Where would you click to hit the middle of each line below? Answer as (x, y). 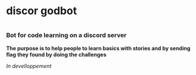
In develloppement (29, 66)
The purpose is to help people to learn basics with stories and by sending (98, 48)
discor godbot (42, 11)
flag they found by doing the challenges (56, 54)
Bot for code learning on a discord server (66, 35)
